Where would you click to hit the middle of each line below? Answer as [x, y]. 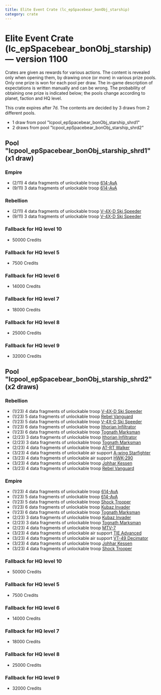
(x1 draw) [20, 158]
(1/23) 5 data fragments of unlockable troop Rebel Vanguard [72, 416]
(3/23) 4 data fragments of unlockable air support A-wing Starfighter [81, 452]
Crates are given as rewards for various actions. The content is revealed [78, 72]
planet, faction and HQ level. [34, 99]
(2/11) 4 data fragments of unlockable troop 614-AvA [65, 183]
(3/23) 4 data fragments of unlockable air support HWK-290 [72, 458]
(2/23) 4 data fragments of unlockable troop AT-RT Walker [71, 448]
